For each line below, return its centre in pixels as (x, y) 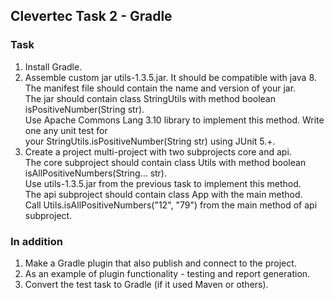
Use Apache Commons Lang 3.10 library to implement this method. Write (174, 120)
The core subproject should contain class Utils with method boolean (165, 162)
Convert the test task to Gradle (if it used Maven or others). (146, 284)
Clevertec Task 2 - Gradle (91, 16)
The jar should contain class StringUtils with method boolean (150, 98)
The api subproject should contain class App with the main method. (163, 194)
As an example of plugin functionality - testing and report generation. (167, 273)
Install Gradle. (53, 66)
